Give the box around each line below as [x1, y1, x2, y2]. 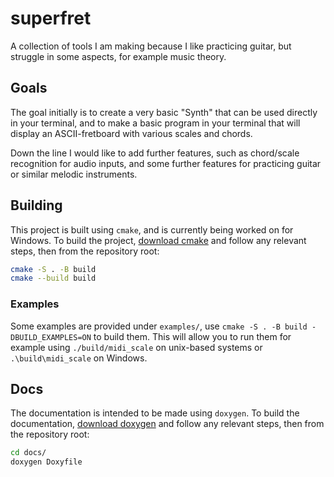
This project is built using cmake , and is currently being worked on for [10, 223, 294, 236]
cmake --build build [10, 273, 97, 284]
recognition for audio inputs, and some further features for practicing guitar [10, 157, 322, 169]
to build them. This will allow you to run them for [93, 330, 292, 342]
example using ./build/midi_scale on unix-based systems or [10, 341, 263, 353]
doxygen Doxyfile [10, 457, 83, 467]
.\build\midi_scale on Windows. [10, 352, 148, 364]
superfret [10, 7, 92, 30]
